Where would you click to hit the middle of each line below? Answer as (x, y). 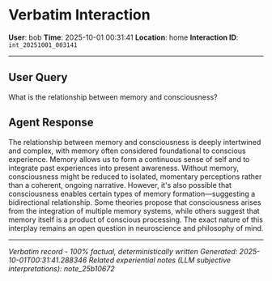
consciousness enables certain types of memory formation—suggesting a (132, 194)
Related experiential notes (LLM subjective (160, 260)
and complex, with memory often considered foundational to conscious (127, 151)
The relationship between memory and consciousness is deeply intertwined (135, 142)
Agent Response (51, 123)
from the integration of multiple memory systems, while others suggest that (134, 211)
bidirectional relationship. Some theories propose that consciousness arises (135, 202)
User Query (38, 77)
